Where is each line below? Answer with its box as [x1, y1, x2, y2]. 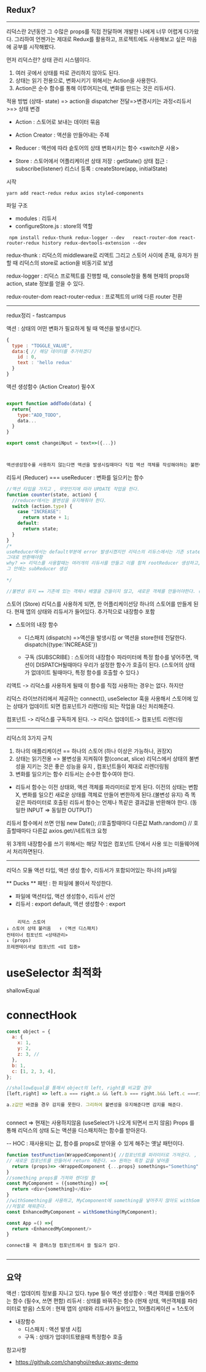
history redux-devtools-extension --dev [42, 240, 147, 246]
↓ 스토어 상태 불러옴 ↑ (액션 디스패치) [6, 925, 99, 931]
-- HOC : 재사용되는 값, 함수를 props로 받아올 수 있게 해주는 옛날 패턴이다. [6, 1140, 185, 1147]
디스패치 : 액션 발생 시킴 [24, 1325, 82, 1333]
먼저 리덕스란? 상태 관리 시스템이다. [6, 56, 91, 63]
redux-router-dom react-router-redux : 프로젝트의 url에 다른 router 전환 [6, 292, 183, 300]
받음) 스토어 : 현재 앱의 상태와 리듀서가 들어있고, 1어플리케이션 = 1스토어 [22, 1305, 194, 1312]
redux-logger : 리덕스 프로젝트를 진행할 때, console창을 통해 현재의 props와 [6, 272, 190, 280]
